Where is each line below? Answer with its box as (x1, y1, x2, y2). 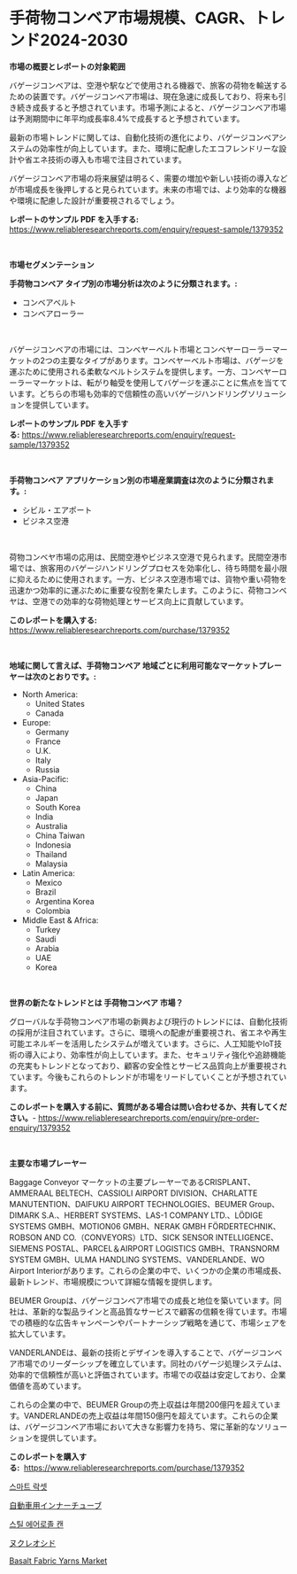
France (34, 736, 62, 747)
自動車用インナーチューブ (9, 1500, 103, 1510)
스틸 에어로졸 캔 (9, 1518, 65, 1529)
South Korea (34, 802, 81, 812)
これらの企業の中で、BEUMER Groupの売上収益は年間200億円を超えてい (9, 1399, 274, 1409)
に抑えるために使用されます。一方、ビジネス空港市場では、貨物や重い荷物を (9, 573, 287, 585)
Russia (34, 764, 60, 775)
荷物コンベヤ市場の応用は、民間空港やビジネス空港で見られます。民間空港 (9, 551, 280, 562)
